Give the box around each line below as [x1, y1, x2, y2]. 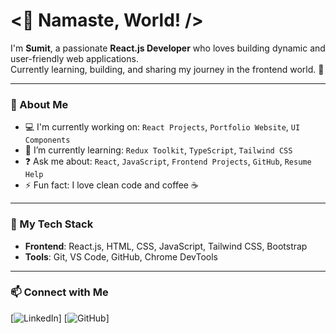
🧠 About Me [10, 97, 69, 111]
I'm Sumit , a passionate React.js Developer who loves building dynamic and [10, 42, 326, 54]
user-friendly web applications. [10, 52, 139, 64]
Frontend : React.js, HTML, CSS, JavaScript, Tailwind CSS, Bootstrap [24, 240, 308, 252]
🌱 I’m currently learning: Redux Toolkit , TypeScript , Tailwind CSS [24, 144, 293, 156]
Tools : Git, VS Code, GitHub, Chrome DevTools [24, 250, 218, 263]
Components [24, 135, 71, 146]
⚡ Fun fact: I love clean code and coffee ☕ [24, 179, 199, 191]
